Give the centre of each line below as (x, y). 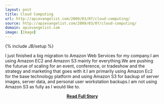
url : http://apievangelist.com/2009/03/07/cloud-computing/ (68, 19)
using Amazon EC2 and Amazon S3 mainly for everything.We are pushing (79, 61)
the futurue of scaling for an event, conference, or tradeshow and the (75, 66)
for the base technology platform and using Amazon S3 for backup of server (82, 76)
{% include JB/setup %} (29, 46)
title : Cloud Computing (29, 14)
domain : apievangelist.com (33, 28)
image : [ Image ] (21, 32)
